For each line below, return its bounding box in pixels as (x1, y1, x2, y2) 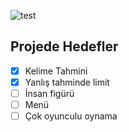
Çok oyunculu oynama (24, 110, 118, 122)
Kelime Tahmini (24, 65, 88, 77)
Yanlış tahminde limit (24, 76, 110, 88)
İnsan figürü (24, 87, 75, 99)
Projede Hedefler (10, 38, 119, 55)
